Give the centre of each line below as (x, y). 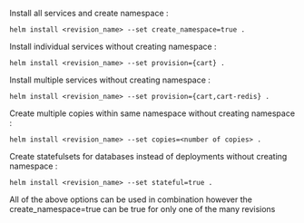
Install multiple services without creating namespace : (110, 80)
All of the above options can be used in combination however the (131, 199)
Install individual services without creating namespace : (113, 46)
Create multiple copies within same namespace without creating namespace (152, 113)
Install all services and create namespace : (89, 13)
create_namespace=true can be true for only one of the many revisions (142, 209)
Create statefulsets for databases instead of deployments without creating (148, 156)
